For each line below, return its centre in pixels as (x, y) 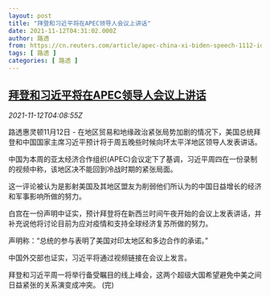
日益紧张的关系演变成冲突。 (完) (61, 285)
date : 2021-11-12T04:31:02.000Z (62, 31)
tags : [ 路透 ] (33, 53)
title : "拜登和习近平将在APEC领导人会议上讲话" (80, 23)
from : (17, 46)
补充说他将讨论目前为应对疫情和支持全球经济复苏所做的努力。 (110, 223)
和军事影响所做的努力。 (47, 196)
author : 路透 (29, 38)
